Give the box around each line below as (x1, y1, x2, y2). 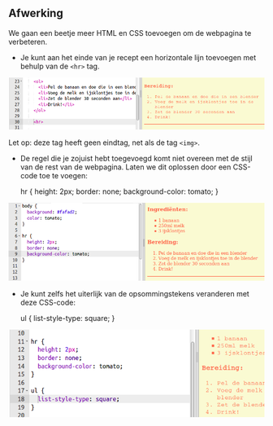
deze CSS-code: (19, 297, 76, 308)
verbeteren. (8, 37, 48, 46)
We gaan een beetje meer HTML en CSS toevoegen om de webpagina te (8, 28, 252, 37)
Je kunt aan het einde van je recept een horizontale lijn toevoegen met (19, 52, 257, 62)
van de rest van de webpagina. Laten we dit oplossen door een (19, 162, 232, 172)
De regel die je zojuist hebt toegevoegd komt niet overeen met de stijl (19, 153, 253, 163)
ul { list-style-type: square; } (19, 314, 115, 323)
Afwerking (8, 7, 63, 20)
